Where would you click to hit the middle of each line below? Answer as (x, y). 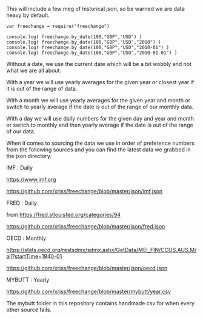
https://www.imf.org (31, 179)
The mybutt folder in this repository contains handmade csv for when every (101, 303)
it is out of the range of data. (42, 88)
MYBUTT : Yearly (28, 280)
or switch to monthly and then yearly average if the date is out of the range (100, 125)
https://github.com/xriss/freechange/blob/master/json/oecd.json (87, 268)
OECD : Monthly (26, 238)
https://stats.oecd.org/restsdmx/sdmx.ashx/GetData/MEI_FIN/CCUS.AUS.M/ (101, 250)
